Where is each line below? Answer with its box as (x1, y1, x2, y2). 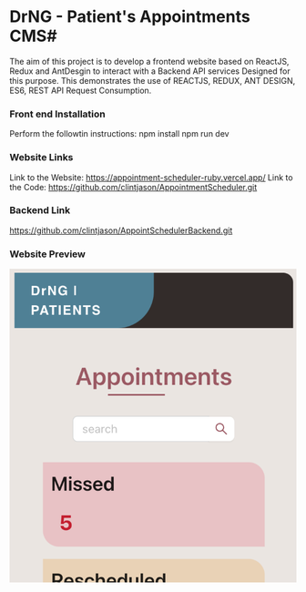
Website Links (9, 151, 74, 164)
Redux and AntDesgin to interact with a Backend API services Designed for (9, 66, 291, 77)
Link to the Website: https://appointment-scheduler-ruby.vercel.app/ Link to (9, 171, 293, 183)
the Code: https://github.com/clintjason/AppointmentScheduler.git (9, 181, 258, 192)
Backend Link (9, 204, 71, 217)
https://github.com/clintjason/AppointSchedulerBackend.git (9, 225, 233, 236)
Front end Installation (9, 107, 107, 120)
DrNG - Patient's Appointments (9, 6, 250, 27)
